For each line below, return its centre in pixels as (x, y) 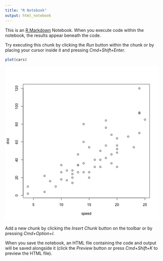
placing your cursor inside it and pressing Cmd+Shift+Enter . (65, 50)
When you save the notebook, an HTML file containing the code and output (81, 243)
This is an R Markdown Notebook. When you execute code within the (74, 30)
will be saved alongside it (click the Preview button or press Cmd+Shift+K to (81, 248)
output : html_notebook (28, 15)
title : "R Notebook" (26, 10)
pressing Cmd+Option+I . (30, 234)
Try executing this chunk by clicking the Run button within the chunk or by (80, 45)
